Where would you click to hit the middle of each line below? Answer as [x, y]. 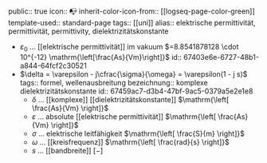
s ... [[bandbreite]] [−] [67, 150]
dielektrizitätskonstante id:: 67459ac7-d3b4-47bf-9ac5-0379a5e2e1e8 [136, 91]
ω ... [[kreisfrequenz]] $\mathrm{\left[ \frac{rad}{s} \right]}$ [130, 141]
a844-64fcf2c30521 [53, 66]
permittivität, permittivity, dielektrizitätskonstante [88, 31]
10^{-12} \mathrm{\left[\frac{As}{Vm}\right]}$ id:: [100, 57]
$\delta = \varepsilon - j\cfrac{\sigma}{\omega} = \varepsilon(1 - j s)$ [133, 74]
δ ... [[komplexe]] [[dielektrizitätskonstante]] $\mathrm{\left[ [130, 99]
